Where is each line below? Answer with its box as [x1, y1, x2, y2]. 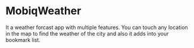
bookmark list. [5, 36, 41, 43]
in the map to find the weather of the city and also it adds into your [5, 30, 169, 37]
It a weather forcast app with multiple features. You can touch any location [5, 24, 188, 31]
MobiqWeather [5, 4, 82, 18]
